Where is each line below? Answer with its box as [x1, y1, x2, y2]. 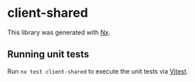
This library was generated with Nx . [7, 28, 111, 36]
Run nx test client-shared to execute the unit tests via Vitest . [7, 67, 189, 75]
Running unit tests [7, 48, 89, 60]
